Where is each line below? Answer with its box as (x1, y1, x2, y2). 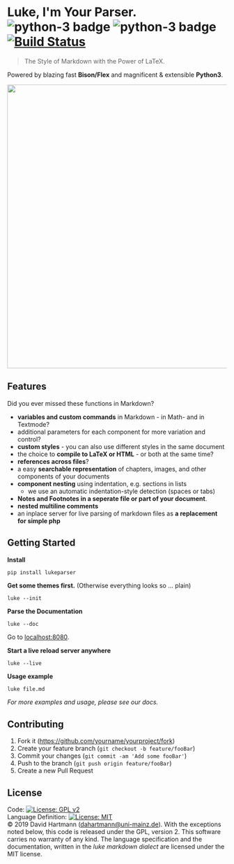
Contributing (7, 718, 64, 730)
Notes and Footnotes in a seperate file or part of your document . (17, 494, 208, 503)
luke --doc (7, 621, 39, 628)
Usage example (7, 672, 54, 681)
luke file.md (7, 686, 45, 693)
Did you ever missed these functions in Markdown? (7, 399, 155, 407)
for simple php (17, 516, 61, 525)
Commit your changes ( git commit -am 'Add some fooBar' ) (17, 752, 187, 760)
